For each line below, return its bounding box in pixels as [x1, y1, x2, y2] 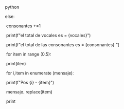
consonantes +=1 [6, 23, 41, 29]
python [5, 4, 19, 10]
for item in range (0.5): [6, 51, 52, 57]
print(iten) [6, 61, 26, 66]
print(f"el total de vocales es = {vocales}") [6, 33, 91, 38]
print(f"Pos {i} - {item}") [6, 80, 54, 85]
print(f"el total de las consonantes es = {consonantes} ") [6, 42, 120, 48]
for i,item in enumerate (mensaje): [6, 70, 74, 76]
